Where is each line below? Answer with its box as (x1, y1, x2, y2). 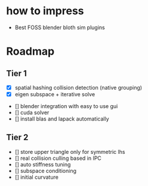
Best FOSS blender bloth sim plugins (14, 24, 106, 31)
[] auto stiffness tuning (14, 160, 71, 168)
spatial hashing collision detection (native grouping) (14, 84, 142, 91)
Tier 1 (6, 68, 27, 78)
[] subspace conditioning (14, 167, 76, 174)
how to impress (6, 4, 84, 18)
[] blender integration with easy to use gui (14, 103, 118, 110)
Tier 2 (6, 133, 29, 143)
